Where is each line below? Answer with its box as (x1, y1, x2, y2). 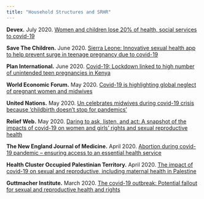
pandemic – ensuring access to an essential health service (13, 149, 162, 156)
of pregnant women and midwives (6, 87, 93, 95)
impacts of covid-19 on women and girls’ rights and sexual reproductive (6, 124, 188, 132)
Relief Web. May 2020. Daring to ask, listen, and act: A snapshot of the (6, 118, 187, 125)
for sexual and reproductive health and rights (6, 186, 121, 193)
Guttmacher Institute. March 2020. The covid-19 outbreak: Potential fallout (6, 179, 198, 187)
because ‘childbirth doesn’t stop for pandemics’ (6, 105, 127, 113)
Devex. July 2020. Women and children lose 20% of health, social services (6, 26, 197, 33)
